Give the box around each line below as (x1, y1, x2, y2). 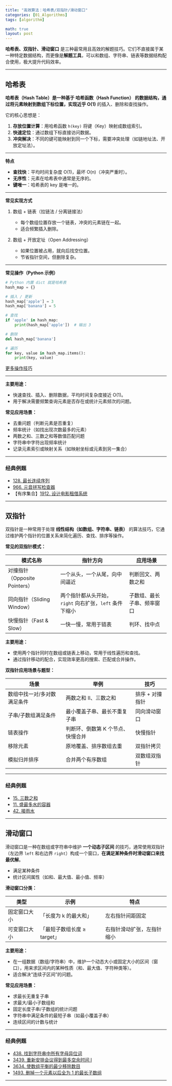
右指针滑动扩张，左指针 (105, 926, 162, 933)
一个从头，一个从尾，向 (60, 571, 117, 578)
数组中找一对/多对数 (8, 691, 56, 698)
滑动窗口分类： (5, 885, 37, 891)
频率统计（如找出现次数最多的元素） (12, 427, 90, 433)
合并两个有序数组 (66, 756, 107, 763)
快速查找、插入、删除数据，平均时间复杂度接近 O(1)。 (12, 392, 126, 398)
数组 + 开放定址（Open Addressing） (12, 236, 91, 243)
